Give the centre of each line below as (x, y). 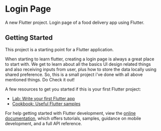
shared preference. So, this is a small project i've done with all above (74, 75)
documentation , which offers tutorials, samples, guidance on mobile (73, 118)
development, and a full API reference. (44, 123)
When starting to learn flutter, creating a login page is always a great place (80, 59)
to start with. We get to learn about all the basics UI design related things (78, 64)
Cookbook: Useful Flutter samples (46, 104)
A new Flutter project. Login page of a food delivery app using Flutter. (75, 22)
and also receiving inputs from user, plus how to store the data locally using (81, 69)
